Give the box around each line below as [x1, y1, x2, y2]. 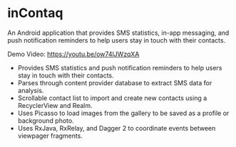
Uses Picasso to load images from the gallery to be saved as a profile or [17, 109, 230, 117]
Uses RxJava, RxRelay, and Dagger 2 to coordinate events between [17, 124, 216, 132]
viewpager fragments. [17, 131, 83, 140]
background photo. [17, 116, 74, 125]
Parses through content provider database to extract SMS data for [17, 78, 212, 87]
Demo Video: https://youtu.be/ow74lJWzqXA [7, 50, 140, 58]
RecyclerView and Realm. [17, 101, 93, 109]
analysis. [17, 86, 44, 94]
